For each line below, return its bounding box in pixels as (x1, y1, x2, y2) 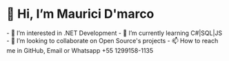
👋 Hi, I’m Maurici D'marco (6, 6, 155, 22)
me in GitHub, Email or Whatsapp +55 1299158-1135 (6, 46, 154, 54)
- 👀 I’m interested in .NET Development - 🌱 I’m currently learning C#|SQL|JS (6, 29, 223, 37)
